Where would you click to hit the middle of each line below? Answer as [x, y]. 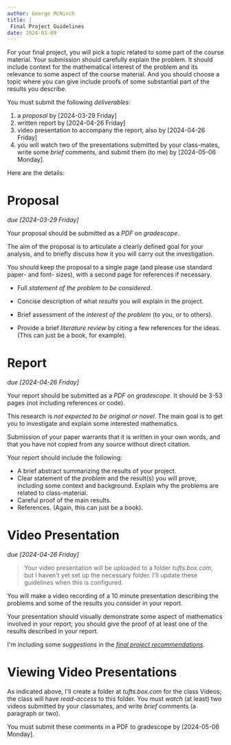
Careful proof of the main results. [64, 500]
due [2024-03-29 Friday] [43, 220]
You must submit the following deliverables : [69, 102]
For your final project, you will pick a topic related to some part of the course [115, 52]
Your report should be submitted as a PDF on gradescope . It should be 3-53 [115, 396]
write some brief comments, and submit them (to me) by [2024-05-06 [117, 152]
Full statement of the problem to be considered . [85, 288]
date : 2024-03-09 [32, 33]
